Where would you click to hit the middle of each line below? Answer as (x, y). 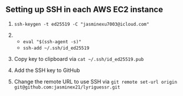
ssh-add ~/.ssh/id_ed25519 (56, 48)
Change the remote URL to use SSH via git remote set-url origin (96, 81)
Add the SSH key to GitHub (47, 70)
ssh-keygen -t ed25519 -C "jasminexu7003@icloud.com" (81, 24)
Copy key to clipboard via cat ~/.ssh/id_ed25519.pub (79, 59)
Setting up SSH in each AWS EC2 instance (84, 10)
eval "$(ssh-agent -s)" (52, 42)
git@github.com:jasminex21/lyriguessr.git (67, 87)
